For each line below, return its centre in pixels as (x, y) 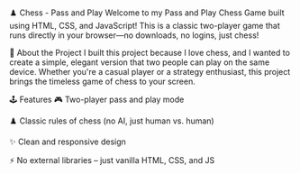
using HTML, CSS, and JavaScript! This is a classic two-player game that (145, 26)
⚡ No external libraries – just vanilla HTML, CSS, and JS (112, 160)
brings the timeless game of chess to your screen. (102, 81)
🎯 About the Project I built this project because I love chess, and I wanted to (150, 53)
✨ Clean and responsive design (68, 142)
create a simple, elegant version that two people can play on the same (140, 62)
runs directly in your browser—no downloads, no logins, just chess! (134, 35)
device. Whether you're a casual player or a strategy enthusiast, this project (150, 72)
